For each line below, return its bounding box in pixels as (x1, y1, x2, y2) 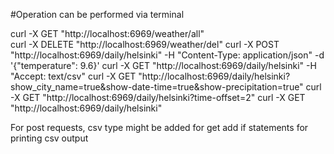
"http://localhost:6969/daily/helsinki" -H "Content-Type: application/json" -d (10, 49, 325, 61)
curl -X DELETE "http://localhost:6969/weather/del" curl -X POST (10, 39, 280, 50)
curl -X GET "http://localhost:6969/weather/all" (10, 28, 205, 39)
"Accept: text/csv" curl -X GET (10, 70, 137, 82)
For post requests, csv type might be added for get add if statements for (10, 122, 309, 133)
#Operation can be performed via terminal (10, 9, 185, 20)
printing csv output (10, 132, 89, 144)
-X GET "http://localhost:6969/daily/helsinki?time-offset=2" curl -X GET (10, 92, 306, 103)
